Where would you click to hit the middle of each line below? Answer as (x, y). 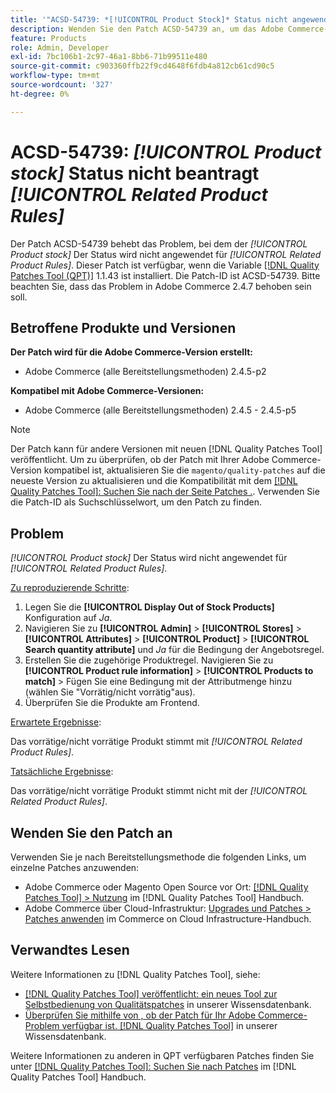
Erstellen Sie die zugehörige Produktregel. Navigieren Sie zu (149, 660)
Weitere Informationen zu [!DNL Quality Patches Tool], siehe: (135, 974)
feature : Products (48, 38)
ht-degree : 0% (40, 94)
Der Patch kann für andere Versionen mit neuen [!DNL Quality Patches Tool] (166, 449)
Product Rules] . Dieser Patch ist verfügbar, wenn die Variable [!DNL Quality (165, 265)
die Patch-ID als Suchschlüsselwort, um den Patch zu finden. (136, 502)
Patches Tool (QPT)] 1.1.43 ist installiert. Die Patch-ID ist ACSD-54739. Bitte (165, 275)
